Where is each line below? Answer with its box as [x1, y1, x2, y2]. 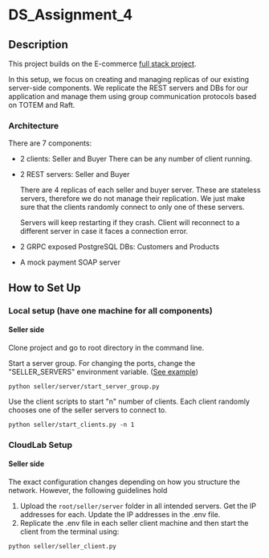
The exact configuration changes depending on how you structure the [8, 477, 241, 486]
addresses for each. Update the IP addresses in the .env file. [19, 509, 221, 519]
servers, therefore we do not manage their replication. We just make [19, 194, 246, 203]
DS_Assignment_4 [8, 6, 133, 24]
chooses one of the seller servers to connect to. [8, 404, 167, 415]
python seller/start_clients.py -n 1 [8, 421, 135, 429]
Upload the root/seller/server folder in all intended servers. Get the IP [19, 501, 257, 511]
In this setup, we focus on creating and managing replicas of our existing [8, 75, 250, 84]
